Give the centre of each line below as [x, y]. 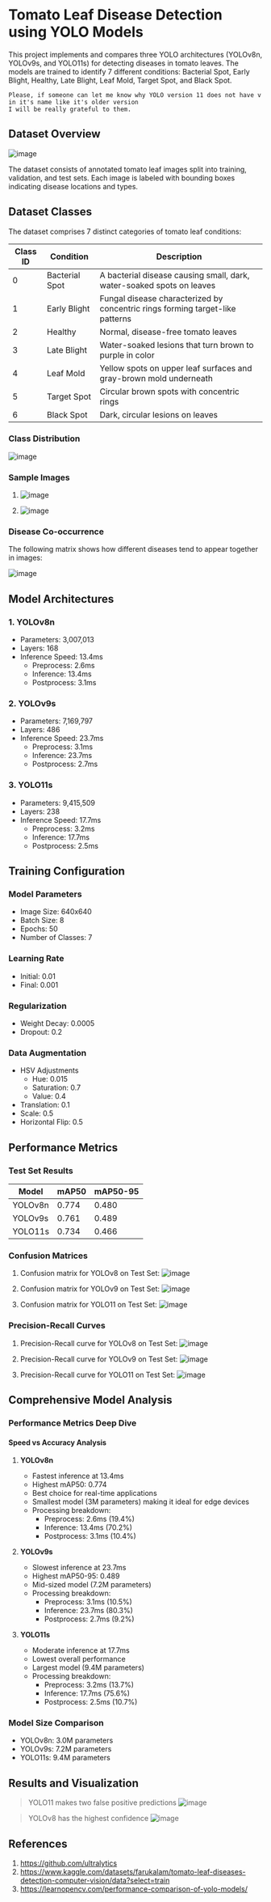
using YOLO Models [76, 32]
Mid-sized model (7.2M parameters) [92, 1585]
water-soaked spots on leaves [158, 285]
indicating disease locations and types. [73, 186]
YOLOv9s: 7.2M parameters [66, 1749]
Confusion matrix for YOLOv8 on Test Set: [90, 1273]
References [38, 1843]
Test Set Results [41, 1171]
